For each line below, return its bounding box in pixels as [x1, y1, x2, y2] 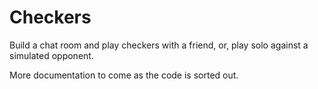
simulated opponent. [9, 49, 94, 61]
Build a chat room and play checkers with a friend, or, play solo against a [9, 39, 309, 51]
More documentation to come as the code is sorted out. [9, 69, 239, 81]
